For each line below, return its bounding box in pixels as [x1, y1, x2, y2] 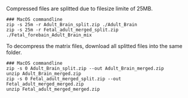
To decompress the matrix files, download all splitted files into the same [6, 43, 183, 49]
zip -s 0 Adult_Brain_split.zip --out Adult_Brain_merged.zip [6, 65, 164, 71]
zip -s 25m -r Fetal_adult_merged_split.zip [6, 27, 119, 33]
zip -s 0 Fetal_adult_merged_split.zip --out [6, 76, 121, 82]
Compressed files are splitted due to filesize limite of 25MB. [6, 5, 153, 12]
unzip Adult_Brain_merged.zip [6, 71, 82, 77]
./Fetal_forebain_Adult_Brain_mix [6, 32, 93, 38]
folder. [6, 49, 22, 56]
